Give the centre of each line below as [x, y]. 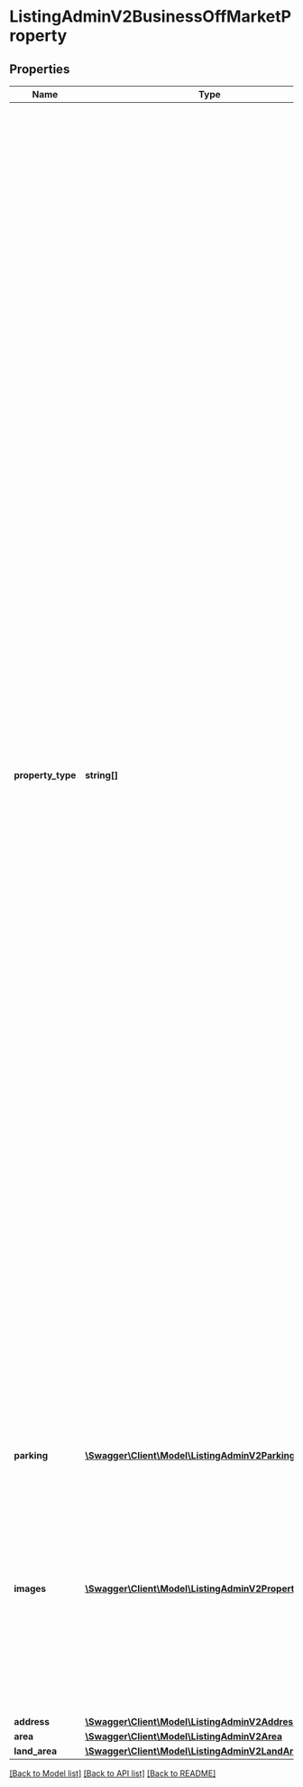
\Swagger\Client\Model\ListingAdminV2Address [192, 1722]
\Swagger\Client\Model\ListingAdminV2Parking [190, 1455]
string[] [102, 775]
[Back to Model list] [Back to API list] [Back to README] [113, 1773]
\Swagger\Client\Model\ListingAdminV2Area [184, 1736]
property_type [45, 775]
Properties [40, 69]
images [30, 1588]
